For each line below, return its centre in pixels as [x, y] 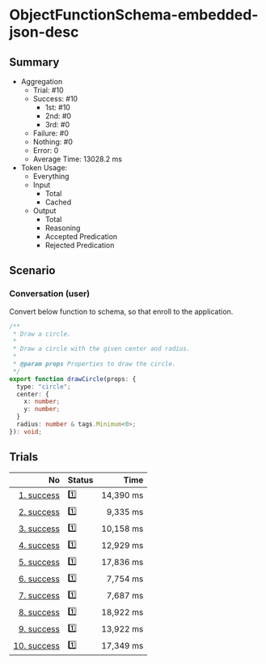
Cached [58, 202]
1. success [39, 495]
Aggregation [42, 81]
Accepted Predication [81, 236]
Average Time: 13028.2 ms [77, 159]
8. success [39, 612]
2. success [39, 512]
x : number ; [42, 402]
